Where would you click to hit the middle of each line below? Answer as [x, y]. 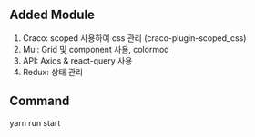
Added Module [52, 15]
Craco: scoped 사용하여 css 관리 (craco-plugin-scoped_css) [134, 38]
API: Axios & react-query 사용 [77, 60]
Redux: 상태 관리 [53, 72]
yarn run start [35, 122]
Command [40, 101]
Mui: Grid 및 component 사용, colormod [96, 49]
